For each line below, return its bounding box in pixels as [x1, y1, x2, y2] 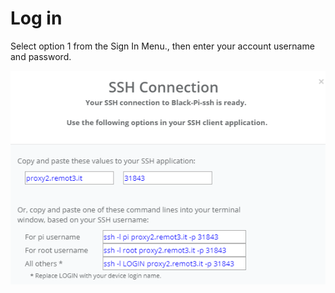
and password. [10, 50, 72, 62]
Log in [10, 7, 63, 30]
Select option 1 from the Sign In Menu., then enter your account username [10, 40, 315, 52]
